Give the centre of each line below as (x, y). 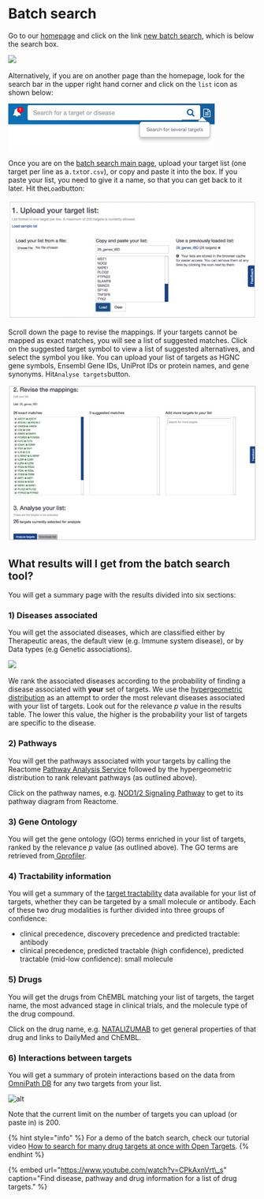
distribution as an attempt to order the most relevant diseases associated (127, 698)
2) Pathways (33, 744)
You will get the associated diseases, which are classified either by (117, 632)
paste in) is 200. (34, 1122)
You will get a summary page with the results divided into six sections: (122, 595)
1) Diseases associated (53, 616)
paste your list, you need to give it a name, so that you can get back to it (125, 179)
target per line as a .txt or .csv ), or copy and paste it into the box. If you (123, 172)
